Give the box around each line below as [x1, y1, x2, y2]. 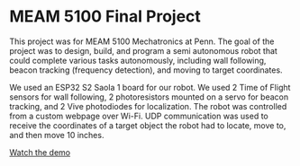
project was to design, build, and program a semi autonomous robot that [9, 45, 277, 56]
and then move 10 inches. [9, 129, 105, 140]
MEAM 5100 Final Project [9, 6, 201, 27]
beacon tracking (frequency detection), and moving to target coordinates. [9, 65, 283, 75]
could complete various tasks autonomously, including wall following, [9, 55, 267, 66]
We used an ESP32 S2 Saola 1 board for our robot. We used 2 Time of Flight [9, 82, 291, 92]
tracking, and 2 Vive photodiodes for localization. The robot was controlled [9, 100, 287, 111]
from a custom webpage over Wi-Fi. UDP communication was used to [9, 110, 268, 121]
